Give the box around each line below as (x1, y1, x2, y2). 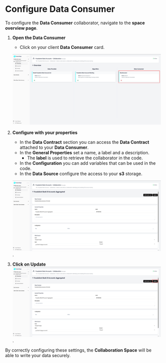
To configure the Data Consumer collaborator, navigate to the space (5, 20, 145, 26)
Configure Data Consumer (5, 3, 115, 15)
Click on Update (12, 261, 46, 267)
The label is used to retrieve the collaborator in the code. (27, 155, 143, 161)
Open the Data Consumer (12, 35, 66, 41)
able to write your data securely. (5, 353, 71, 359)
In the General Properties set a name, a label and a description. (19, 150, 150, 156)
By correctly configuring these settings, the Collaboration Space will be (5, 347, 152, 353)
